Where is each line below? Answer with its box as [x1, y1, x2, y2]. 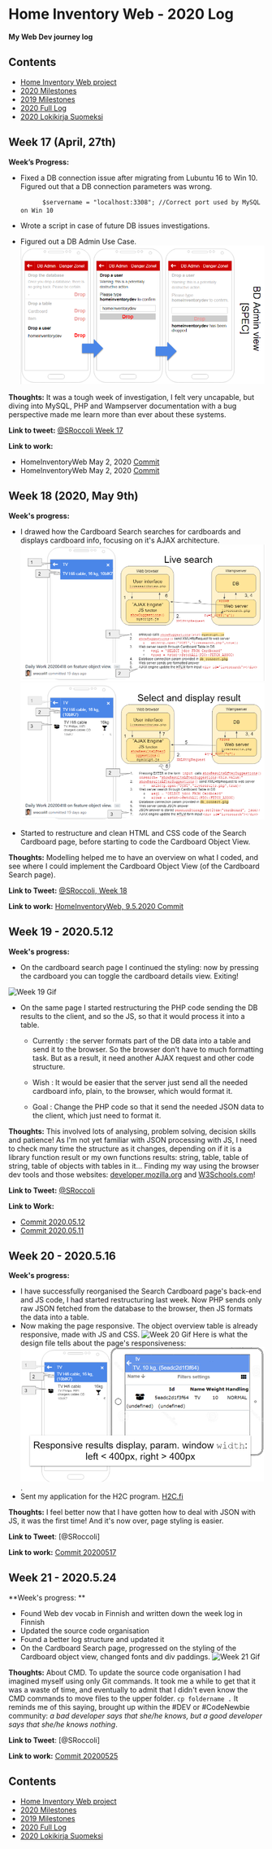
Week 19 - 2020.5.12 [8, 925, 114, 939]
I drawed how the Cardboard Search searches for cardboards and [19, 526, 241, 536]
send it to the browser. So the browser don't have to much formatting [32, 1044, 264, 1054]
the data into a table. [19, 1312, 89, 1322]
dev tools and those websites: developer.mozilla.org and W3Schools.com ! [8, 1170, 256, 1179]
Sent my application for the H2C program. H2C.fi [19, 1491, 184, 1501]
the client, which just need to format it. [32, 1110, 162, 1120]
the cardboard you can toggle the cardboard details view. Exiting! [19, 971, 240, 981]
